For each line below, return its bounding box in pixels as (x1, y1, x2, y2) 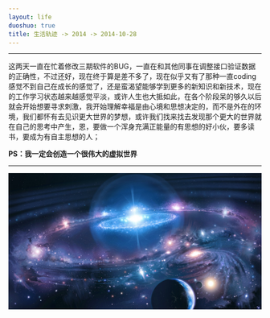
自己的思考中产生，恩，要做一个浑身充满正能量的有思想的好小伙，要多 (14, 122, 247, 132)
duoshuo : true (8, 21, 56, 30)
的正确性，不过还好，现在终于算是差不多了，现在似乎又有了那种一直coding (8, 72, 257, 81)
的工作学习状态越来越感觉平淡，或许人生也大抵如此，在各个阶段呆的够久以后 (8, 92, 262, 101)
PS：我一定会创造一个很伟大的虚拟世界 (8, 149, 138, 159)
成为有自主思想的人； (29, 132, 100, 142)
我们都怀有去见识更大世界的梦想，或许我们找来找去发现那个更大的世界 (22, 112, 255, 122)
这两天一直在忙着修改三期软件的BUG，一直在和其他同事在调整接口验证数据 (8, 61, 256, 72)
